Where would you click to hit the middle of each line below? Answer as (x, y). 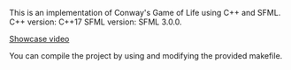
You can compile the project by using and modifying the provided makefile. (146, 56)
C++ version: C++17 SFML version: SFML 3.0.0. (96, 22)
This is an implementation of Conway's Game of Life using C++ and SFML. (145, 13)
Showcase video (39, 39)
